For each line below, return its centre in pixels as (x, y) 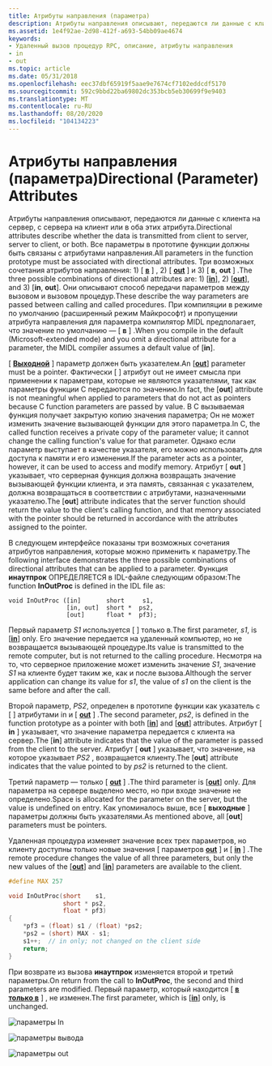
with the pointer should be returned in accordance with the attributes (123, 518)
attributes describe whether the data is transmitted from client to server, (129, 235)
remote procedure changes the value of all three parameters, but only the (131, 858)
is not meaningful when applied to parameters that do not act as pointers (130, 397)
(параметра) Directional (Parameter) (134, 179)
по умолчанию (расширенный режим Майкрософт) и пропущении (123, 313)
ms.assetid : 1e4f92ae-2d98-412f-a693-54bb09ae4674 (96, 31)
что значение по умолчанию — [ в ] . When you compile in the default (126, 330)
